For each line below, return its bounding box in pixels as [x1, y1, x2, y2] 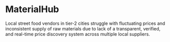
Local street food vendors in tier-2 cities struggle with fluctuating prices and [5, 20, 165, 26]
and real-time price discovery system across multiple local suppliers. [5, 31, 151, 37]
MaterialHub [5, 4, 59, 15]
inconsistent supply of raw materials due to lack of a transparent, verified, [5, 25, 161, 31]
